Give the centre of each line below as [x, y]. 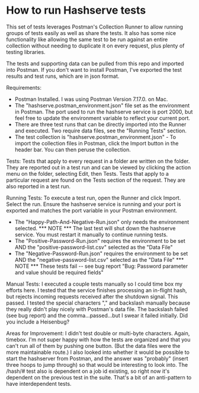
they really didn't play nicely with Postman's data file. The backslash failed [97, 309]
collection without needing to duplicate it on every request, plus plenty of [95, 46]
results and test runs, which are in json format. [63, 76]
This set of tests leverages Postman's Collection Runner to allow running [95, 27]
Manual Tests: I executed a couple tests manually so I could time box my [94, 284]
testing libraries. [26, 52]
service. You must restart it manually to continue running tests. [91, 234]
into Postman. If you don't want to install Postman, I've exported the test [94, 69]
